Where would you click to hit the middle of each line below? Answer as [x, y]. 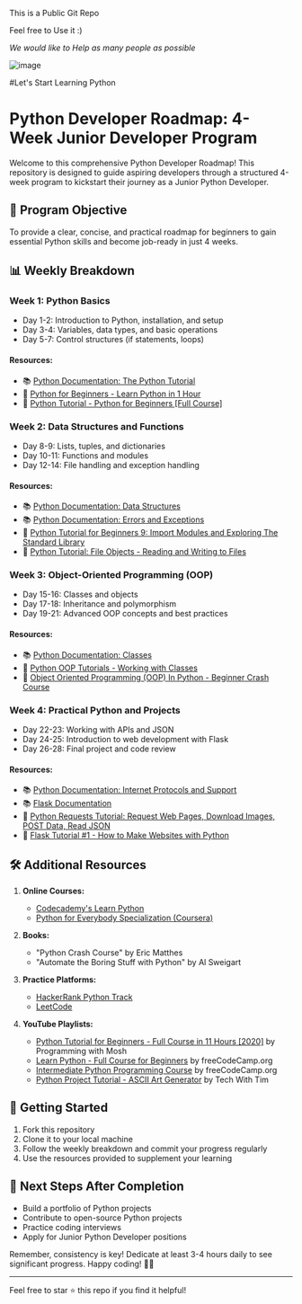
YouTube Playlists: [58, 1024]
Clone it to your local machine [77, 1139]
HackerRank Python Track [84, 997]
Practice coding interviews [71, 1227]
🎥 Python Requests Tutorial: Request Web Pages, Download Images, [149, 816]
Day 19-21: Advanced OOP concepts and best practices [125, 614]
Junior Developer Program [157, 138]
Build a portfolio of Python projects [87, 1208]
